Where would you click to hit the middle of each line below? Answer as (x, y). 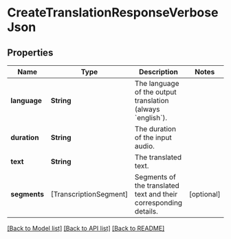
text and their (156, 194)
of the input (153, 137)
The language (157, 83)
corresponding (158, 203)
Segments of (155, 177)
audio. (144, 146)
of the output (155, 92)
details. (146, 211)
